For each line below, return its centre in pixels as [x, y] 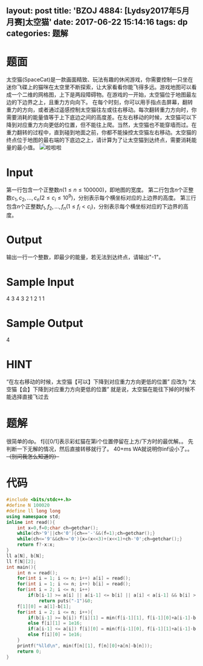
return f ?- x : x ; [36, 545]
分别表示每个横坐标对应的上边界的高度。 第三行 [137, 198]
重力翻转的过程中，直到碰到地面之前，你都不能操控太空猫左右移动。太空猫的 [101, 132]
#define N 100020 [28, 506]
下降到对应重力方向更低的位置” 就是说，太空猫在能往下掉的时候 [111, 389]
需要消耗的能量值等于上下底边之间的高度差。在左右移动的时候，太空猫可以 [99, 117]
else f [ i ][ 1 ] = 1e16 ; [55, 623]
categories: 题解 [37, 34]
